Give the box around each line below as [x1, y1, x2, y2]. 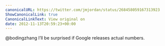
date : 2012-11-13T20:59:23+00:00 [5, 21, 76, 26]
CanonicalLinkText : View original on [5, 16, 85, 21]
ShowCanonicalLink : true [5, 12, 58, 17]
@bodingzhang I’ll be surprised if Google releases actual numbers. [5, 35, 145, 41]
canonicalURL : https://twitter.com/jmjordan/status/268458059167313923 [5, 7, 160, 12]
